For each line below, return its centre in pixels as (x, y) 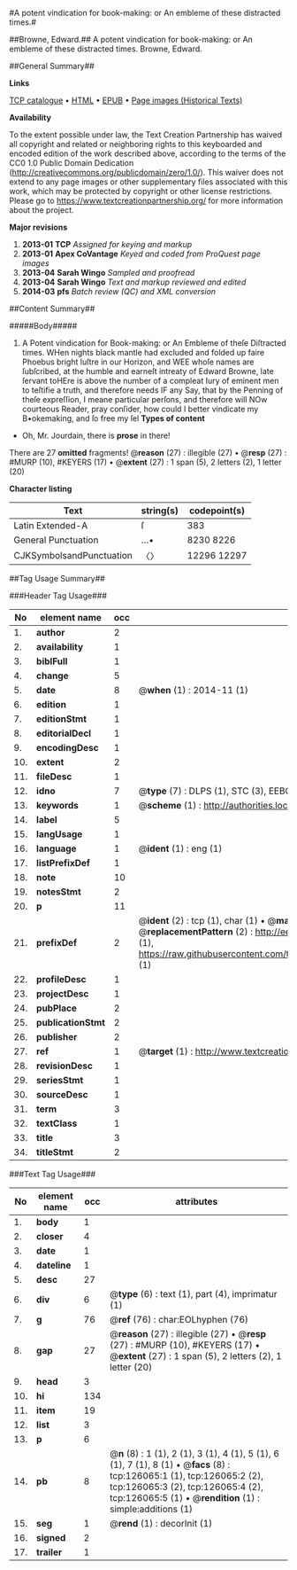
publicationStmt (71, 1023)
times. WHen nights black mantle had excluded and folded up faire (143, 352)
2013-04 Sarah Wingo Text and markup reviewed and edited (134, 282)
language (57, 848)
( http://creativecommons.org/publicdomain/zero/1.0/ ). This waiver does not (147, 172)
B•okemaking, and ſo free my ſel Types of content (113, 418)
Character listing (41, 488)
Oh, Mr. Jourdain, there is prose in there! (96, 435)
